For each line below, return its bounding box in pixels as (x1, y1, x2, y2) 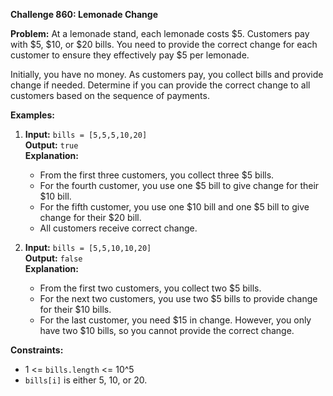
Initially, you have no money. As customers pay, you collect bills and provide (10, 69, 324, 80)
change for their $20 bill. (39, 212, 142, 223)
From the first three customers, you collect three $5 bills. (39, 169, 275, 181)
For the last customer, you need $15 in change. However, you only (39, 314, 312, 326)
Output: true (24, 139, 79, 151)
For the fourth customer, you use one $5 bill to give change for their (39, 180, 320, 191)
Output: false (24, 252, 83, 264)
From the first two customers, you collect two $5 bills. (39, 282, 262, 294)
